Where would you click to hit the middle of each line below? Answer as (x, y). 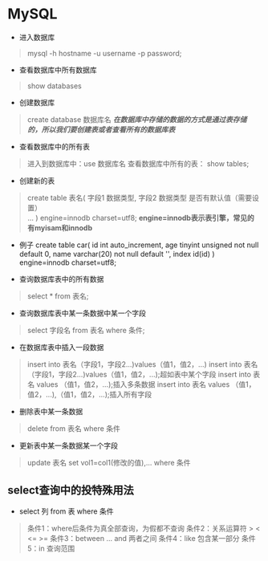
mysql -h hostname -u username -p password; (104, 53)
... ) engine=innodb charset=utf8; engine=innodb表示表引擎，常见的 (140, 217)
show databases (54, 86)
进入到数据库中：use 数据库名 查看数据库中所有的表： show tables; (138, 163)
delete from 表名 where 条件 (74, 428)
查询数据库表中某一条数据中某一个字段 (82, 313)
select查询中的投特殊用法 (71, 490)
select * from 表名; (58, 296)
